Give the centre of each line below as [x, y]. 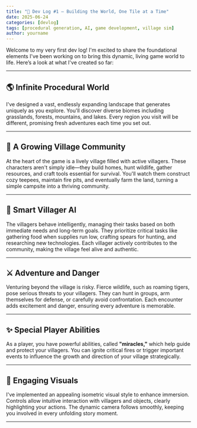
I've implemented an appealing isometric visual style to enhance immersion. [98, 395]
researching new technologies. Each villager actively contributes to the [92, 243]
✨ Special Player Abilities [53, 330]
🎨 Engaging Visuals [42, 380]
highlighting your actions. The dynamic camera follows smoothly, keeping [95, 407]
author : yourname [27, 33]
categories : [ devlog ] [33, 22]
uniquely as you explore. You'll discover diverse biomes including [85, 110]
